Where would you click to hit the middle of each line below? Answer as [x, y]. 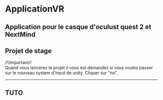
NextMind [20, 34]
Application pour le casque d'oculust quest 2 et [78, 27]
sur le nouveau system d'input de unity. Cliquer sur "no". [61, 73]
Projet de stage [28, 51]
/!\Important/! [18, 63]
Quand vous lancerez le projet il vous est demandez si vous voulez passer [79, 68]
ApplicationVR [35, 9]
